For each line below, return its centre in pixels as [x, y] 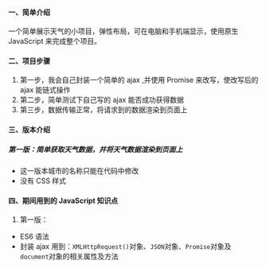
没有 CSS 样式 [43, 181]
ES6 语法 [34, 237]
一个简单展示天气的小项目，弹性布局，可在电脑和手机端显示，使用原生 [123, 31]
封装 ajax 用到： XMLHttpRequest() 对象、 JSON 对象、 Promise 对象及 [125, 247]
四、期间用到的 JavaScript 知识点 [63, 200]
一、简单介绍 [29, 12]
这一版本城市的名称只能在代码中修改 [79, 170]
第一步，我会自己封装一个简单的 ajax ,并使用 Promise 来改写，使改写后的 [139, 80]
